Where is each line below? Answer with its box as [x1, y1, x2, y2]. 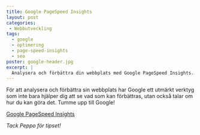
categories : [6, 20, 36, 26]
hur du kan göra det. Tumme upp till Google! [6, 99, 116, 106]
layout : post [6, 14, 39, 20]
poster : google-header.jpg [6, 59, 74, 65]
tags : [6, 31, 20, 37]
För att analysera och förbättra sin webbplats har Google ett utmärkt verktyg [6, 86, 195, 93]
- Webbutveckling [8, 25, 52, 32]
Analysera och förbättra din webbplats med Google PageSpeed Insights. [11, 70, 195, 76]
